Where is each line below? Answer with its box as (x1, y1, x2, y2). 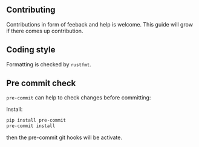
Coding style (6, 45, 56, 55)
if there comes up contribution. (6, 27, 83, 34)
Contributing (6, 5, 56, 15)
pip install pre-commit (6, 117, 67, 124)
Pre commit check (6, 78, 76, 89)
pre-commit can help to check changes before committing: (6, 94, 151, 101)
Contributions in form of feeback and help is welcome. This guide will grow (6, 20, 194, 28)
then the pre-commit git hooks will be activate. (6, 134, 123, 141)
